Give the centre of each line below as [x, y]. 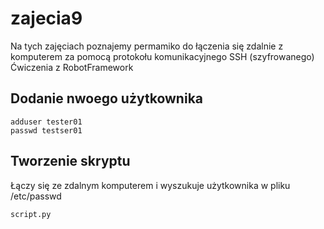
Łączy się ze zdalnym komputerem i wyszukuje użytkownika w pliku [150, 185]
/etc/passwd [36, 196]
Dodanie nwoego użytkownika [107, 98]
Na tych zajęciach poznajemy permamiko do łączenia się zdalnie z [147, 46]
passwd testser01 [46, 130]
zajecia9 [46, 18]
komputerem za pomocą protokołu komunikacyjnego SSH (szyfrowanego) [162, 56]
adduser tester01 [46, 122]
